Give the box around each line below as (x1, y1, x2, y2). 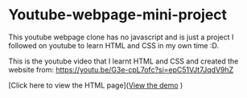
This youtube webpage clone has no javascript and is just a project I (8, 32, 234, 42)
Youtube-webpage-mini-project (8, 6, 228, 24)
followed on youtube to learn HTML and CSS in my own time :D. (8, 40, 220, 50)
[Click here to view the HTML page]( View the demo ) (8, 80, 183, 90)
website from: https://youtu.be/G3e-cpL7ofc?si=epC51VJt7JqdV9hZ (8, 64, 234, 74)
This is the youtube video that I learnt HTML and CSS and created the (8, 56, 239, 66)
